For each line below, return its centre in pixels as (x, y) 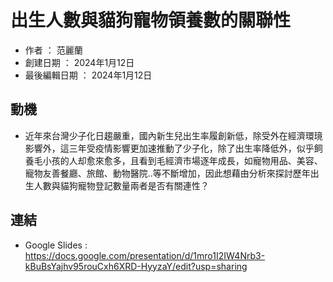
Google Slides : (56, 245)
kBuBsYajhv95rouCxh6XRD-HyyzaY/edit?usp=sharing (136, 266)
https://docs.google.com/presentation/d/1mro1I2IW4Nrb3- (145, 255)
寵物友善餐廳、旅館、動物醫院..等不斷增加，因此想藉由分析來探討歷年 (167, 173)
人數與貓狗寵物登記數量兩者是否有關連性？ (121, 185)
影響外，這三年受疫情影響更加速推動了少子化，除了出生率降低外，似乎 (169, 148)
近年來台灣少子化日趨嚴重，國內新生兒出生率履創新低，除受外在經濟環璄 (173, 135)
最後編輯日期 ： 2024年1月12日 (88, 75)
